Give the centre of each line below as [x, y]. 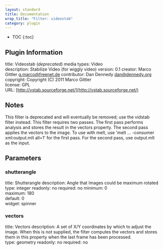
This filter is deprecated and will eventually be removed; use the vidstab [77, 117]
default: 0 [15, 198]
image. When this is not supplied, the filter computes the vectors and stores [81, 231]
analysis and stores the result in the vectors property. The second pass [77, 127]
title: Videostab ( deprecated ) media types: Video [54, 64]
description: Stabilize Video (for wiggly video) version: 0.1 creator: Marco [78, 69]
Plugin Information [34, 52]
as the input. [18, 143]
